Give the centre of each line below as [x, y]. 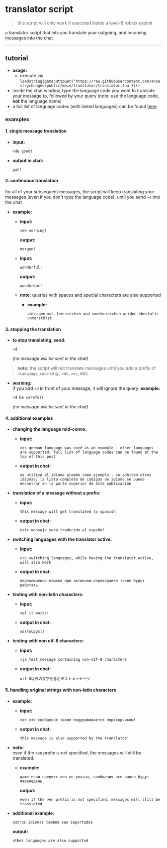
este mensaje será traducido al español [62, 530]
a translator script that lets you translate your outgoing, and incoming [76, 32]
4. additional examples [29, 418]
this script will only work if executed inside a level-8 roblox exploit [85, 23]
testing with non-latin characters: [48, 595]
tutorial [17, 58]
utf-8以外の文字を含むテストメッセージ [55, 679]
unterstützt [40, 318]
